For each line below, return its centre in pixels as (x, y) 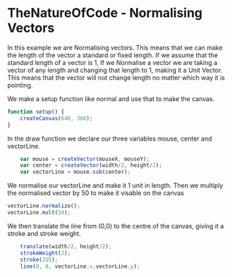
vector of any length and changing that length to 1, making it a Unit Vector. (115, 70)
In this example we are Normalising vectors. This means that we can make (115, 47)
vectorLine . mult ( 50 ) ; (39, 213)
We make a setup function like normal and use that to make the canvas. (111, 99)
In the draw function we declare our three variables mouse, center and (110, 138)
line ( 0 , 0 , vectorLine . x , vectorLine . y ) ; (80, 266)
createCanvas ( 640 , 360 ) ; (56, 118)
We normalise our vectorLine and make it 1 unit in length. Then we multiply (115, 186)
